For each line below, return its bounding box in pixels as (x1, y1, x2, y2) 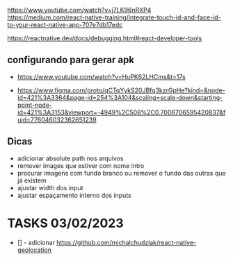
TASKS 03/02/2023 (7, 215, 124, 231)
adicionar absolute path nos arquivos (17, 154, 124, 162)
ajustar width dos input (17, 183, 83, 192)
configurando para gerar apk (7, 54, 134, 66)
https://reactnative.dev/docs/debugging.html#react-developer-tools (7, 34, 202, 42)
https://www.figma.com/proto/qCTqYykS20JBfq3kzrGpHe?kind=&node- (17, 86, 225, 94)
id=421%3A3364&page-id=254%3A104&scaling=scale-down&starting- (17, 93, 223, 101)
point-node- (17, 101, 53, 109)
